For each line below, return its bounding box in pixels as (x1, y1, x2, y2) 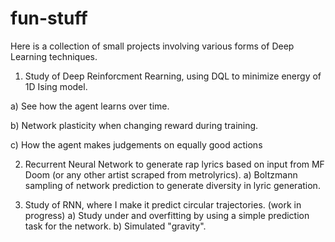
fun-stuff (10, 7, 88, 30)
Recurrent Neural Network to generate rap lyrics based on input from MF (24, 158, 325, 170)
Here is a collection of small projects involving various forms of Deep (10, 40, 295, 52)
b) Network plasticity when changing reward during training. (10, 119, 259, 131)
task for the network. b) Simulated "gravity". (24, 220, 207, 232)
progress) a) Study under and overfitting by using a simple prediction (24, 209, 310, 221)
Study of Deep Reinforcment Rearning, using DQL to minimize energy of (24, 70, 322, 82)
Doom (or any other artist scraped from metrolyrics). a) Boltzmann (24, 168, 298, 181)
